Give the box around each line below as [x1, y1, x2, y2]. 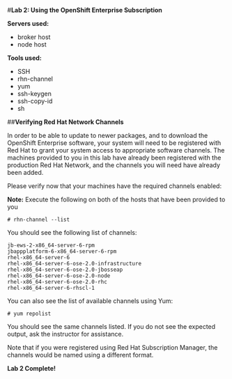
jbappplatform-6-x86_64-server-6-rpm [7, 248, 117, 255]
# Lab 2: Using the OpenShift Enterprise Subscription [7, 6, 162, 14]
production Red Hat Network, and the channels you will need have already [7, 161, 221, 169]
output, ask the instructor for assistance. [7, 330, 124, 338]
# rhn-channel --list [7, 216, 70, 223]
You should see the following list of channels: [7, 229, 137, 236]
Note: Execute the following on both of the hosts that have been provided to [7, 195, 226, 203]
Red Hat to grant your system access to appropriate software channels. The [7, 146, 225, 154]
